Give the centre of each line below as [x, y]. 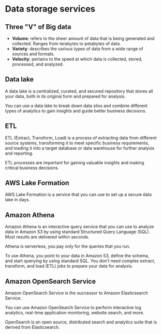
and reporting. [19, 153]
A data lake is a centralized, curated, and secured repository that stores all [79, 91]
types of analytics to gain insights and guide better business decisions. [76, 111]
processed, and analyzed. [38, 64]
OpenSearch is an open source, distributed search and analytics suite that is [81, 322]
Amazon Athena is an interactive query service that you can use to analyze [80, 227]
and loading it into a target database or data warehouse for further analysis [80, 148]
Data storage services [50, 9]
